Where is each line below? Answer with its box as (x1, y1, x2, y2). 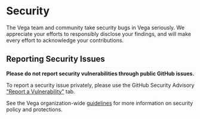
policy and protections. (6, 106, 63, 113)
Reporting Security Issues (6, 54, 106, 64)
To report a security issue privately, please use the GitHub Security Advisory (6, 81, 195, 89)
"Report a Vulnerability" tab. (6, 88, 76, 95)
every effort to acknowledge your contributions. (6, 36, 124, 44)
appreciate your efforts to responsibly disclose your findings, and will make (6, 30, 191, 37)
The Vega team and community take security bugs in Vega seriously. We (6, 24, 185, 31)
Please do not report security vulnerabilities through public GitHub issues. (6, 70, 195, 77)
